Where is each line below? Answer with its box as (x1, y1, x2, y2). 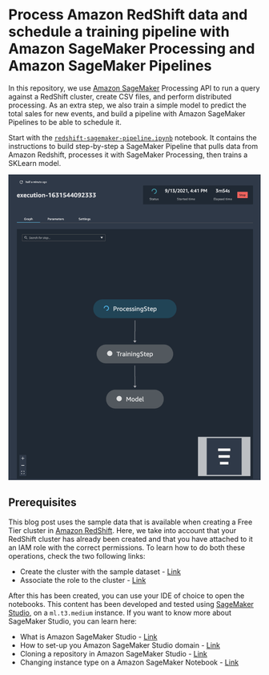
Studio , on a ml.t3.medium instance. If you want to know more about (8, 608, 232, 617)
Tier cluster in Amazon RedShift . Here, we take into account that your (8, 525, 237, 535)
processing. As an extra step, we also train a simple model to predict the (8, 100, 247, 110)
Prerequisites (8, 495, 77, 510)
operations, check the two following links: (8, 551, 146, 560)
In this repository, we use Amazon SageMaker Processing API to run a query (8, 83, 260, 93)
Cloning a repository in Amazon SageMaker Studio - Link (19, 649, 208, 658)
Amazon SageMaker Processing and (8, 40, 255, 58)
